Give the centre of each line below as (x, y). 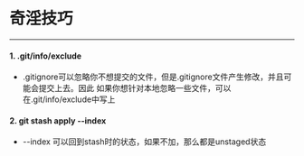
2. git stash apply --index (58, 120)
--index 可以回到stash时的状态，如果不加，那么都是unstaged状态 (144, 142)
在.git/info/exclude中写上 (69, 99)
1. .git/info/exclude (46, 56)
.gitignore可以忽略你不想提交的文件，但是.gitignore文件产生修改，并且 (153, 77)
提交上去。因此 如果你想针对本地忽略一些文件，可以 (135, 88)
